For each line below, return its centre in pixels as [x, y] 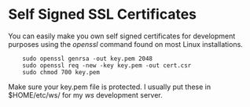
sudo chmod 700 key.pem [61, 72]
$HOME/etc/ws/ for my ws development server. [85, 95]
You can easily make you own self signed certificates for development [122, 36]
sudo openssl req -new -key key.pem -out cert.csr [107, 65]
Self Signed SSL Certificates [103, 14]
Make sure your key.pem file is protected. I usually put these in [109, 87]
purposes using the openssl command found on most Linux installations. [126, 44]
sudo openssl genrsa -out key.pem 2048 [88, 59]
